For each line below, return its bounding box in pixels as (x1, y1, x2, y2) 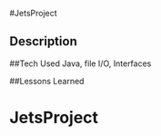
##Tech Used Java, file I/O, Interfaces (9, 58, 152, 69)
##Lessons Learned (9, 75, 85, 86)
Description (9, 34, 77, 49)
